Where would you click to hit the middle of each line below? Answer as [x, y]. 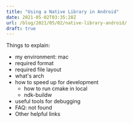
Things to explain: [28, 45]
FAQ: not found [34, 107]
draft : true [21, 28]
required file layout [38, 70]
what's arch [29, 76]
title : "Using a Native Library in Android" [63, 12]
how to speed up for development [57, 82]
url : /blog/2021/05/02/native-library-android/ [67, 23]
